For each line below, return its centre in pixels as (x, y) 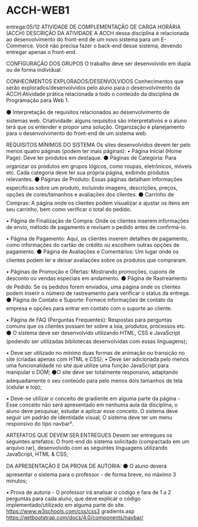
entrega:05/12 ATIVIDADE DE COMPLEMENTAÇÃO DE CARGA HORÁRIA (94, 27)
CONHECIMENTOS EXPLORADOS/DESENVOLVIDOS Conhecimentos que (95, 81)
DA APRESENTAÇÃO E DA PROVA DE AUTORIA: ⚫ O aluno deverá (87, 466)
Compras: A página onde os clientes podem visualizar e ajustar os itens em (98, 203)
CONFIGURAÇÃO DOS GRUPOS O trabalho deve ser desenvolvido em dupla (98, 64)
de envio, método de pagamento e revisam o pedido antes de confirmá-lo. (97, 227)
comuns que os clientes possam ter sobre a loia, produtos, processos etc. (96, 326)
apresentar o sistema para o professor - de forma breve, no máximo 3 (91, 474)
